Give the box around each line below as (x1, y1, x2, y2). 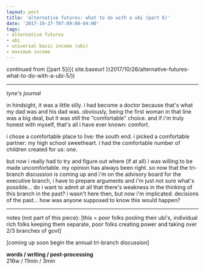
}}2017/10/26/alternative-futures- (106, 65, 190, 73)
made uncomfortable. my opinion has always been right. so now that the (6, 164, 188, 171)
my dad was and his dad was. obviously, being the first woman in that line (6, 108, 192, 115)
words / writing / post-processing (6, 250, 93, 258)
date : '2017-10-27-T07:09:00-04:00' (6, 20, 99, 26)
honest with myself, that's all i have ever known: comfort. (6, 120, 149, 128)
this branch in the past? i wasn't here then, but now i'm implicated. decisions (6, 190, 199, 197)
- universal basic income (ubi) (6, 43, 88, 49)
